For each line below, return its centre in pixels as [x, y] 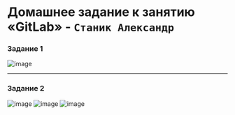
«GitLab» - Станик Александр [91, 27]
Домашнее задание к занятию [101, 12]
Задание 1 [25, 49]
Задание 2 [26, 89]
